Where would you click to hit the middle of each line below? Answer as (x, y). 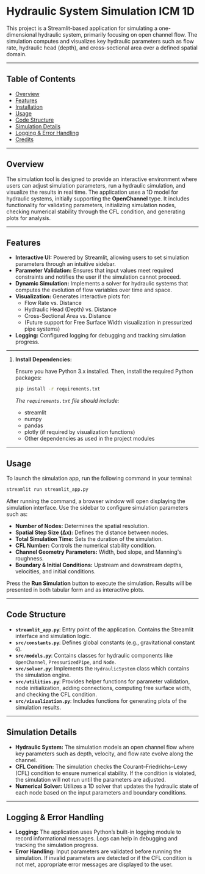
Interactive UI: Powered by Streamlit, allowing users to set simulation (102, 257)
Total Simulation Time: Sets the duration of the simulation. (89, 538)
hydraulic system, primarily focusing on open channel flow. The (118, 34)
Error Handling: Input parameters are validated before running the (98, 851)
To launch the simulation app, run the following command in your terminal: (99, 479)
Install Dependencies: (43, 359)
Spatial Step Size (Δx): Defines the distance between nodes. (92, 532)
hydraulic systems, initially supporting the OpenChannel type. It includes (98, 198)
